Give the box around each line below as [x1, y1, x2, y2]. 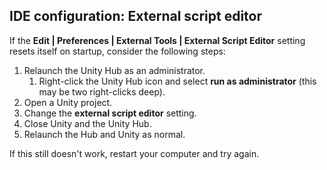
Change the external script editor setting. [23, 107, 197, 119]
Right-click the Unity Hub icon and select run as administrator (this [38, 75, 317, 87]
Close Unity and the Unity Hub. [23, 117, 152, 129]
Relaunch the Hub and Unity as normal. [23, 128, 186, 140]
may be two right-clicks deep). [38, 85, 166, 98]
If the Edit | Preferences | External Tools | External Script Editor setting [9, 34, 306, 46]
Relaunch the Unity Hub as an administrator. [23, 64, 206, 76]
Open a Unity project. [23, 96, 113, 108]
